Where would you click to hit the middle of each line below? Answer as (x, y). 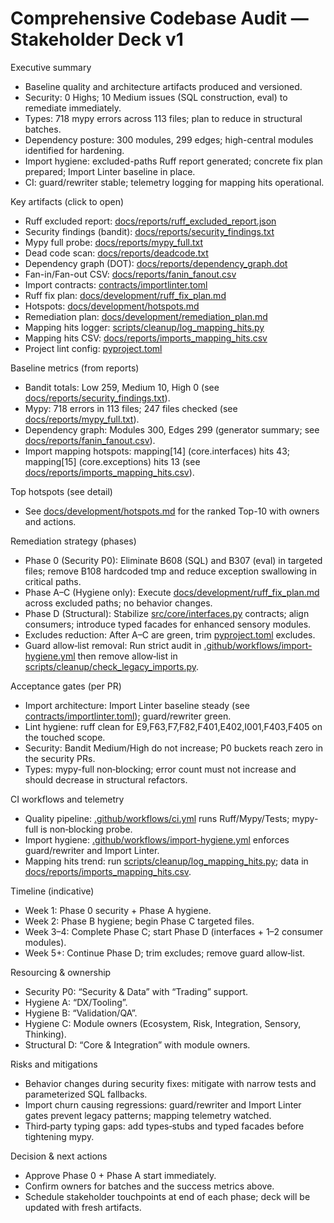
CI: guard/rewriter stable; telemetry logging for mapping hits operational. (174, 182)
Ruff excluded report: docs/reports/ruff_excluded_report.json (150, 221)
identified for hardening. (74, 150)
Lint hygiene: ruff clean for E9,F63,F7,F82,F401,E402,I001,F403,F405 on (173, 726)
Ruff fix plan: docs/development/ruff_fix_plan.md (125, 295)
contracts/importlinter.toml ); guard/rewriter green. (128, 716)
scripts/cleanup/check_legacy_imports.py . (112, 666)
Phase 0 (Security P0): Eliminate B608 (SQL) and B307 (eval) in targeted (173, 560)
